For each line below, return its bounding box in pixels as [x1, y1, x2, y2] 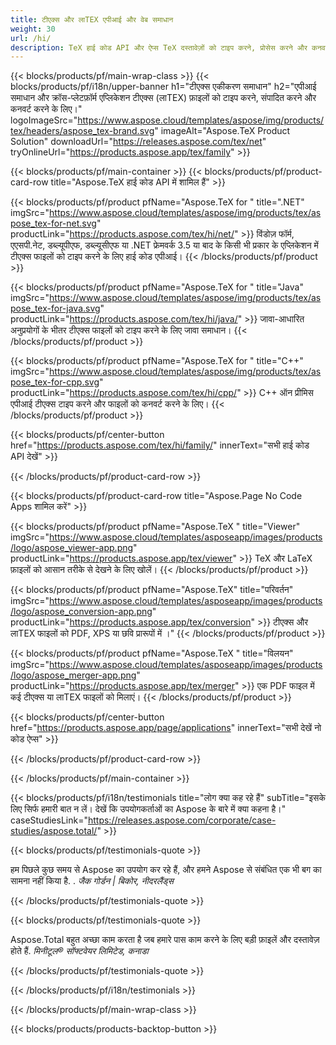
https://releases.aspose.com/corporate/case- [87, 814, 277, 826]
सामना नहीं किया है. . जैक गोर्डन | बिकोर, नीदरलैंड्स [10, 875, 174, 887]
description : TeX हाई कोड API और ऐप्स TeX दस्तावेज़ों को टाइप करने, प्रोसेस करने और [10, 42, 308, 53]
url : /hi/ [10, 33, 52, 43]
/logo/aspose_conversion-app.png [10, 606, 153, 618]
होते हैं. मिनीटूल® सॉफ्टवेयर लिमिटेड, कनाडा [10, 945, 149, 957]
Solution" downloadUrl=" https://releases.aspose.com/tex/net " [10, 136, 267, 148]
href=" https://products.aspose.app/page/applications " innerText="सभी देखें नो [10, 722, 322, 734]
